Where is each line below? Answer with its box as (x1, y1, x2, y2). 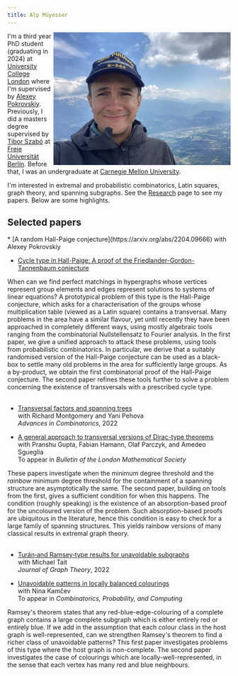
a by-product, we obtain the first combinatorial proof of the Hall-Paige (7, 368, 212, 377)
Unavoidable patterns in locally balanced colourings (17, 579, 170, 588)
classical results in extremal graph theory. (7, 529, 130, 538)
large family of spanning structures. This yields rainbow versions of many (7, 522, 222, 530)
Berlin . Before (7, 159, 47, 168)
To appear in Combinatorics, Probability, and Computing (17, 595, 183, 603)
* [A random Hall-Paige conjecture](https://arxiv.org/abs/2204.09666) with (7, 235, 227, 244)
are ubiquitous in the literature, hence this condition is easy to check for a (7, 514, 222, 523)
